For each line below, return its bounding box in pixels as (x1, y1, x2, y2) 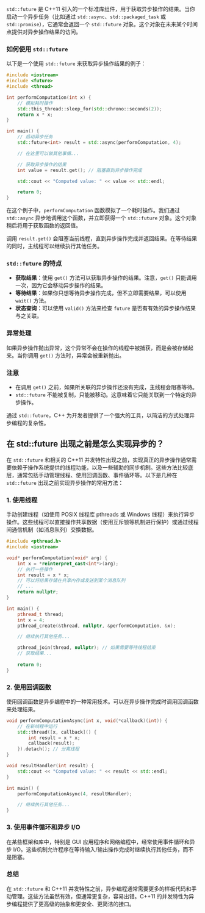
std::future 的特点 (6, 259, 62, 268)
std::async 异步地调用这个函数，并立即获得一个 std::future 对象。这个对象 (6, 214, 197, 221)
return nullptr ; (17, 589, 59, 595)
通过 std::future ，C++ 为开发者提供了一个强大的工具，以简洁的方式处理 (6, 412, 190, 419)
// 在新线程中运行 (17, 723, 58, 729)
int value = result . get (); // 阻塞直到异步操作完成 (17, 167, 142, 173)
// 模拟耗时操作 (17, 100, 53, 106)
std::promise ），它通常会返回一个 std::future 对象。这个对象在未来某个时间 (6, 21, 198, 27)
